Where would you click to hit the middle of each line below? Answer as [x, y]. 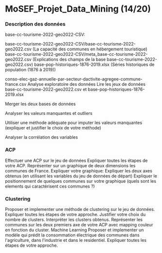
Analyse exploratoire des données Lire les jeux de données [86, 84]
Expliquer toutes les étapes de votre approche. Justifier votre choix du [75, 215]
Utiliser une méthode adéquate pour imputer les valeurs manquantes [73, 123]
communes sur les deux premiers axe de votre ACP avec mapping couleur [79, 225]
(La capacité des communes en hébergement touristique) [90, 49]
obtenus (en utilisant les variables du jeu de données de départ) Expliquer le [81, 176]
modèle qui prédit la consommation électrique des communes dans [72, 235]
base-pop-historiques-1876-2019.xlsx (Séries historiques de [94, 64]
